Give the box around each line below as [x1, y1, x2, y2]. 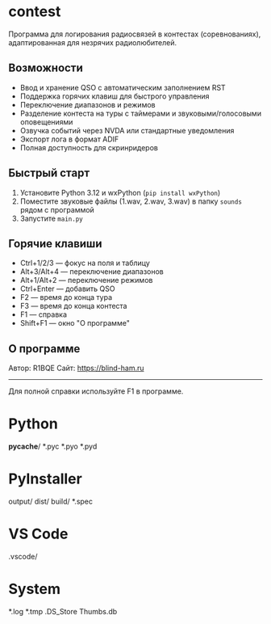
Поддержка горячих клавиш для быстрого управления [19, 91, 210, 101]
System [8, 580, 61, 598]
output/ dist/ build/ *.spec [8, 496, 94, 507]
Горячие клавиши [8, 237, 102, 251]
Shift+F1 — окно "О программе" [19, 318, 131, 328]
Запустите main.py [19, 213, 83, 223]
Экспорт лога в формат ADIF [19, 134, 119, 144]
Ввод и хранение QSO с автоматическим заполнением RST [19, 82, 226, 92]
